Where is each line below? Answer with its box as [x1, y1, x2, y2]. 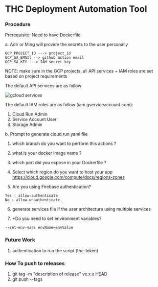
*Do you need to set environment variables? [12, 215, 102, 221]
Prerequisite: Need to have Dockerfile [5, 32, 81, 38]
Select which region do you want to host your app [12, 169, 113, 175]
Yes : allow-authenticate [5, 193, 58, 198]
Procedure [5, 21, 31, 28]
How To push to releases [5, 260, 65, 266]
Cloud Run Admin [12, 111, 48, 117]
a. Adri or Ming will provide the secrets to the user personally [5, 42, 128, 48]
